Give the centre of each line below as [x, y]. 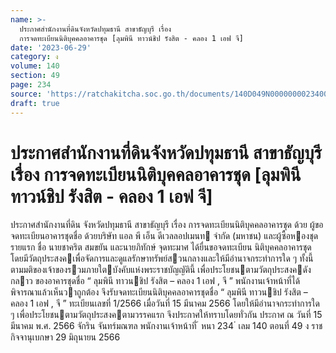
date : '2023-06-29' [51, 47]
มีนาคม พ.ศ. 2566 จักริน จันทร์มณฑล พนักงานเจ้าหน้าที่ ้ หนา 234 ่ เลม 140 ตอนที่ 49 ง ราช [166, 326]
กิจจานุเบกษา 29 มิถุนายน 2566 [65, 337]
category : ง [34, 57]
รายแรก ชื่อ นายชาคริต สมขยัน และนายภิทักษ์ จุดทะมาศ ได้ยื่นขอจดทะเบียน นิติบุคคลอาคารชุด [161, 247]
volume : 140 [35, 66]
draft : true [35, 103]
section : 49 [35, 76]
